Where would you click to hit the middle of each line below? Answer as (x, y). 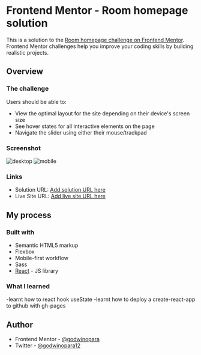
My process (29, 215)
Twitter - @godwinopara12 (48, 345)
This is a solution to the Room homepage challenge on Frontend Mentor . (95, 40)
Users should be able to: (37, 102)
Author (19, 325)
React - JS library (37, 270)
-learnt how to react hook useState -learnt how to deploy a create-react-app (101, 299)
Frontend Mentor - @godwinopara (57, 339)
